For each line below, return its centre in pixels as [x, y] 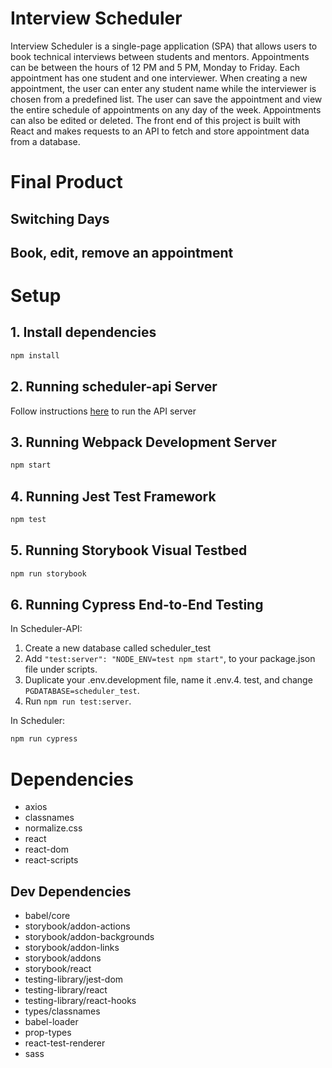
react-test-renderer [65, 1043]
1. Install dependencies [83, 332]
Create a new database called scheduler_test [118, 648]
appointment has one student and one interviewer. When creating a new [159, 78]
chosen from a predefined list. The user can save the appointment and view [166, 99]
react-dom [46, 849]
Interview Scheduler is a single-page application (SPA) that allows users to [164, 46]
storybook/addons [63, 958]
